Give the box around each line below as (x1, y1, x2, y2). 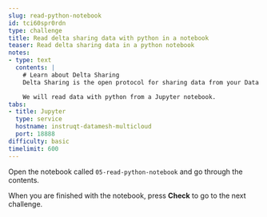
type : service (15, 115, 62, 124)
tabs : (8, 101, 26, 108)
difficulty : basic (8, 137, 70, 145)
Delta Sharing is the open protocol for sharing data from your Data (22, 78, 260, 86)
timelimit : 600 (8, 144, 59, 152)
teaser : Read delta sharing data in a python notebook (8, 41, 195, 49)
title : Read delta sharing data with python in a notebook (8, 34, 209, 42)
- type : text (8, 57, 52, 65)
